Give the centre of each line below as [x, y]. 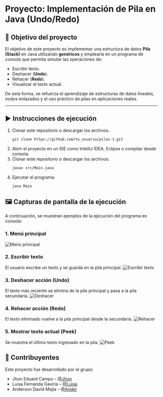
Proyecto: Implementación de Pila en [81, 9]
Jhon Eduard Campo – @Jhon [42, 379]
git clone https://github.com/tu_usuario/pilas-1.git [67, 139]
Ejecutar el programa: [34, 177]
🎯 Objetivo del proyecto [41, 37]
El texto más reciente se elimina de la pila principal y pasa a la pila [71, 291]
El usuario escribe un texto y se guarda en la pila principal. [64, 267]
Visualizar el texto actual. [37, 84]
